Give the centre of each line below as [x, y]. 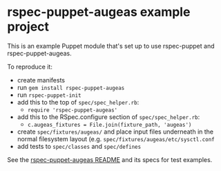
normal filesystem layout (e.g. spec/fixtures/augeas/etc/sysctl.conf [116, 138]
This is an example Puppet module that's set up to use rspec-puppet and [111, 46]
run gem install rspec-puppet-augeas [71, 87]
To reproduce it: [30, 66]
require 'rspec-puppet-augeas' [73, 110]
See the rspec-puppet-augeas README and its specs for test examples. [110, 159]
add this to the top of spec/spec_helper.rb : [78, 102]
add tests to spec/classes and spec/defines [79, 146]
